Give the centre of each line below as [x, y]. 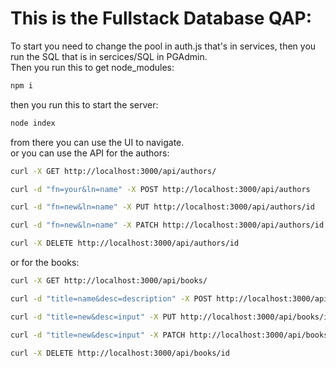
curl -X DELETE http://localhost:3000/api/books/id [120, 353]
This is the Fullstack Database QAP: [161, 18]
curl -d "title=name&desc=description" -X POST [111, 298]
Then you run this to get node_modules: [92, 67]
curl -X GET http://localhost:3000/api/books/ [109, 281]
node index [33, 123]
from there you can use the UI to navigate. [97, 142]
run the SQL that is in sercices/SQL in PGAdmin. [109, 56]
